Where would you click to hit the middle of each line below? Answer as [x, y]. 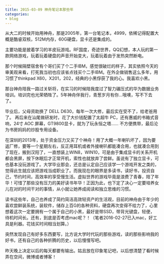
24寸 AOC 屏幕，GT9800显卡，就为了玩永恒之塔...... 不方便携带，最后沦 [86, 124]
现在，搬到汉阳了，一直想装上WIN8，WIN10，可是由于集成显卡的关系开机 [83, 153]
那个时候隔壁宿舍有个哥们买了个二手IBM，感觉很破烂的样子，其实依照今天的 [82, 66]
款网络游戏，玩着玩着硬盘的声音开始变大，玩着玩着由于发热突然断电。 [76, 56]
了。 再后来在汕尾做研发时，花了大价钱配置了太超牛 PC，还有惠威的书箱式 [80, 117]
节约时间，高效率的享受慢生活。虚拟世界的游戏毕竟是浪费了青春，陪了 [84, 177]
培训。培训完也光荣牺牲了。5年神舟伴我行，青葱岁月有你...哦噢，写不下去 [79, 95]
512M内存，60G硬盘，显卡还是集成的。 [75, 39]
